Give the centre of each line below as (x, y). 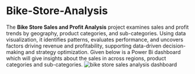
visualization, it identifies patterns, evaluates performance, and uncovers (95, 39)
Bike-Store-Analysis (57, 11)
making (15, 52)
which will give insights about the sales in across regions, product (86, 58)
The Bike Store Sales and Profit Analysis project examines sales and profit (97, 27)
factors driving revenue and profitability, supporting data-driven (84, 46)
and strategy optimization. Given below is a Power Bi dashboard (103, 52)
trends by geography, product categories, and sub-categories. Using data (96, 33)
